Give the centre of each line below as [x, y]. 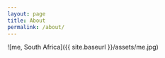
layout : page [27, 14]
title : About [27, 21]
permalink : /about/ [36, 27]
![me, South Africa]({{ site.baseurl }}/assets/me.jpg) [83, 47]
